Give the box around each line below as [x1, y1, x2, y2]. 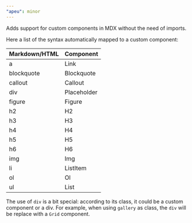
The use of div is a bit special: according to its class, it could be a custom [6, 198, 183, 205]
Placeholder [64, 88, 98, 96]
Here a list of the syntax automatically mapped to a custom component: [6, 36, 179, 43]
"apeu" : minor [6, 8, 41, 15]
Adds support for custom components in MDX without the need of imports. [6, 25, 187, 32]
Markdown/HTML [9, 50, 59, 58]
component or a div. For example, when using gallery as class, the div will [6, 204, 186, 211]
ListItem [64, 164, 87, 172]
